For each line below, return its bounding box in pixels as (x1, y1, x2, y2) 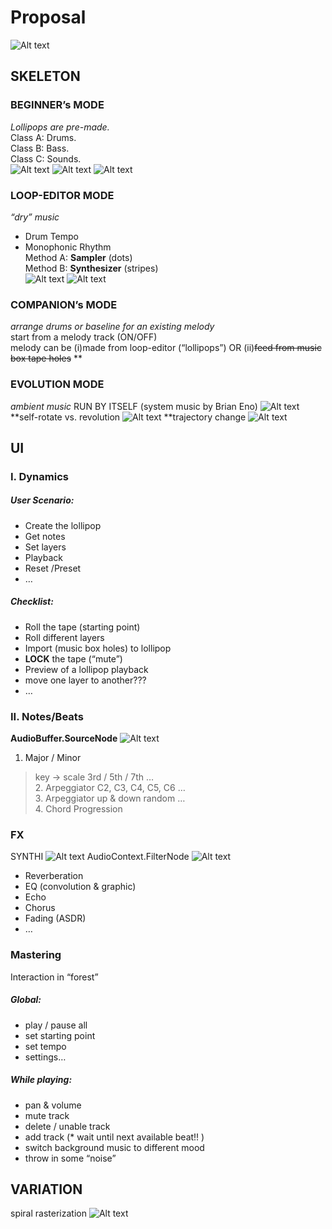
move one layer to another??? (24, 674, 147, 686)
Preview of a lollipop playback (24, 663, 149, 675)
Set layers (24, 541, 67, 553)
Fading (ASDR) (24, 912, 87, 925)
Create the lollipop (24, 519, 102, 531)
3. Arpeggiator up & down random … (34, 792, 186, 805)
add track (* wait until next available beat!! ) (24, 1131, 205, 1143)
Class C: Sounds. (10, 152, 82, 165)
